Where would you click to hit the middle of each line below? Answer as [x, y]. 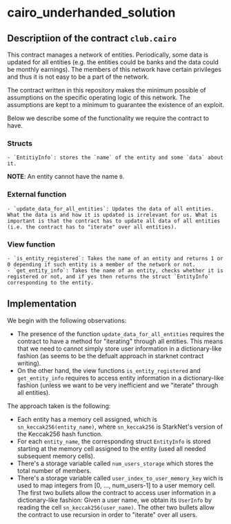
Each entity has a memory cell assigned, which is [87, 419]
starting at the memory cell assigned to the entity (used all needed [111, 448]
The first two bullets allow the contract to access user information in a [116, 492]
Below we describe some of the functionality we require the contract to [108, 118]
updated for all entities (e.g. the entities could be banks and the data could [113, 62]
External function [37, 195]
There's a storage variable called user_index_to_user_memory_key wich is [120, 478]
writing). [29, 363]
